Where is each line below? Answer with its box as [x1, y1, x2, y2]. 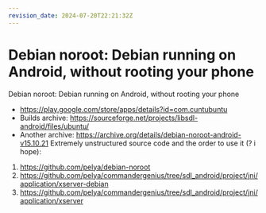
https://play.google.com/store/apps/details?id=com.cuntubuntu [19, 104, 228, 114]
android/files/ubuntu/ [19, 121, 90, 131]
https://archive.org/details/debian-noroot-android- [75, 130, 242, 139]
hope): [19, 146, 42, 156]
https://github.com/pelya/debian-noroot [19, 162, 151, 172]
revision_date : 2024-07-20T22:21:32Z [8, 11, 133, 20]
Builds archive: [19, 113, 69, 122]
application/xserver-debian [19, 179, 109, 188]
